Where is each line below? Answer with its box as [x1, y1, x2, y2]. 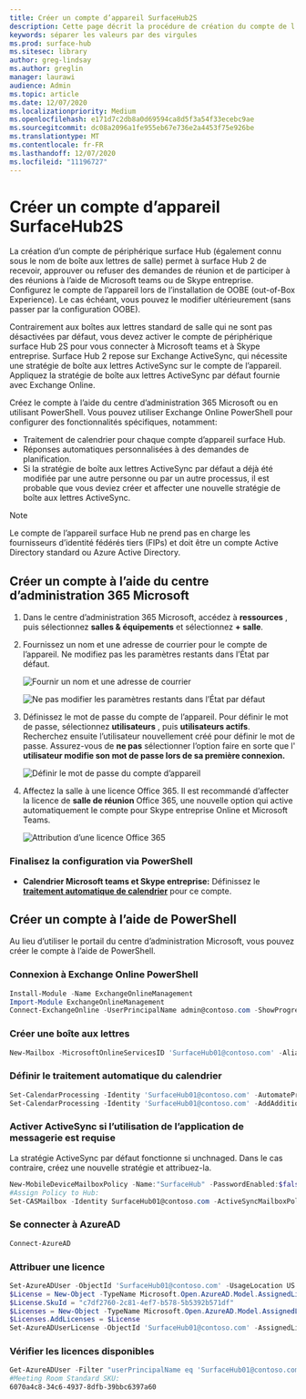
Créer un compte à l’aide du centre [9, 573, 209, 588]
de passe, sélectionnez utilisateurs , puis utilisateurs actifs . [22, 721, 250, 732]
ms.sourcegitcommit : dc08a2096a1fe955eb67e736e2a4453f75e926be [9, 124, 255, 133]
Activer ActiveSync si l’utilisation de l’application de [9, 1120, 244, 1133]
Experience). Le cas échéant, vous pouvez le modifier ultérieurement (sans [9, 294, 291, 305]
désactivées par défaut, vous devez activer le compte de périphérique [9, 332, 273, 342]
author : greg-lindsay [9, 56, 92, 65]
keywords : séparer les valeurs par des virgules [9, 30, 198, 39]
